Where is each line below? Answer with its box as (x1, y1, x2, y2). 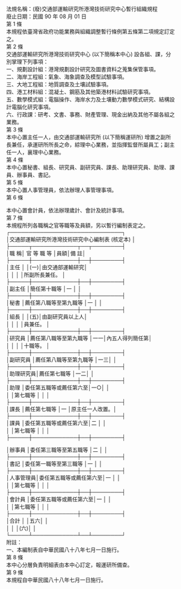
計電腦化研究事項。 (6, 103, 54, 110)
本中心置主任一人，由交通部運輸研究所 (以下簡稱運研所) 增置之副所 (6, 133, 171, 141)
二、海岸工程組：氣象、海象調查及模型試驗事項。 (6, 73, 127, 80)
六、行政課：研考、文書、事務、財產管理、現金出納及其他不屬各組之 (6, 111, 175, 118)
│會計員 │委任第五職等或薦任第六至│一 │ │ (6, 495, 112, 503)
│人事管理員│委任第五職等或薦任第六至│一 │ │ (6, 474, 121, 481)
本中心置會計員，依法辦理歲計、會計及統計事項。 (6, 207, 127, 214)
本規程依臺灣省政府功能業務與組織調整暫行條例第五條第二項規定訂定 (6, 28, 175, 35)
